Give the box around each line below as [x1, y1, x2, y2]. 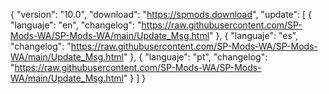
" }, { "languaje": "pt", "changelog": [123, 51, 268, 63]
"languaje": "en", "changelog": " [10, 19, 142, 31]
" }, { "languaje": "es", [209, 30, 299, 41]
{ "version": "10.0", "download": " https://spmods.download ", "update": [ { [10, 9, 313, 20]
